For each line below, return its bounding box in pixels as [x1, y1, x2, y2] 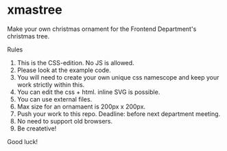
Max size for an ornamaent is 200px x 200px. [16, 102, 146, 111]
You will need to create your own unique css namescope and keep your [16, 73, 219, 81]
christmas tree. [7, 32, 50, 40]
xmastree [7, 2, 63, 18]
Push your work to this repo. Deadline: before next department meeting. [16, 109, 221, 118]
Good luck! [7, 137, 38, 146]
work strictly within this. [16, 80, 85, 89]
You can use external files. [16, 95, 93, 103]
